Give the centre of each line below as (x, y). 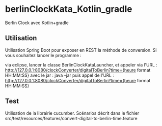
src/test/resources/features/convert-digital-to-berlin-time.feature (71, 118)
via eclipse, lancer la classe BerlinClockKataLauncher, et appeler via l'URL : (81, 64)
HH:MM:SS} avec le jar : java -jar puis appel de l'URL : (60, 75)
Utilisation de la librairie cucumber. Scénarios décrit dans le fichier (72, 113)
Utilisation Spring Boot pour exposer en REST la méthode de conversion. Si (81, 50)
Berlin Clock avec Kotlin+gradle (37, 23)
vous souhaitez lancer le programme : (43, 55)
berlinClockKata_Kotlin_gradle (69, 9)
